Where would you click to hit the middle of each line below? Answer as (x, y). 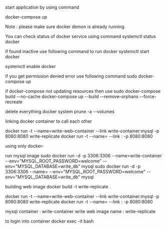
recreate (14, 102)
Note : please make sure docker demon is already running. (65, 27)
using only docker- (24, 146)
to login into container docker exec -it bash (49, 221)
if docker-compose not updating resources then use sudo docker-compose (83, 91)
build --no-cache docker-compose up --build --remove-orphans (72, 96)
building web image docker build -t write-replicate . (58, 187)
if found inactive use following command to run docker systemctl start (77, 51)
